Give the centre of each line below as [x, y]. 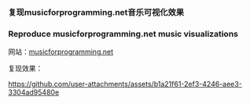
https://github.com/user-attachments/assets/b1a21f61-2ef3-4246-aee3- [125, 84]
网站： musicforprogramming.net [61, 52]
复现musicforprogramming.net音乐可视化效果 [96, 12]
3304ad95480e [34, 92]
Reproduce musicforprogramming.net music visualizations [123, 34]
